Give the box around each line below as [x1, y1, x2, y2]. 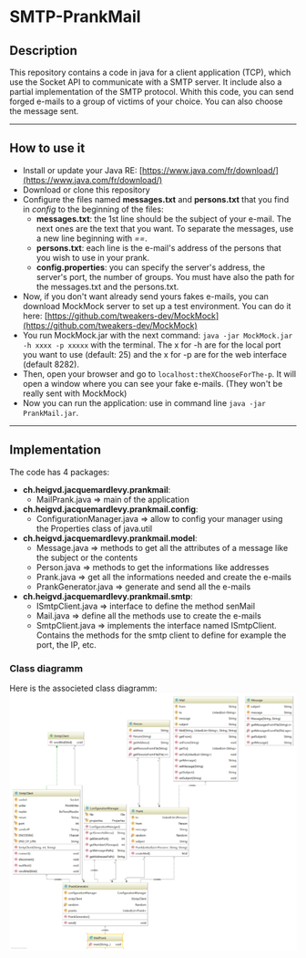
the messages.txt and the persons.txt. [36, 281, 179, 292]
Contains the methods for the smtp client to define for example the [36, 630, 287, 640]
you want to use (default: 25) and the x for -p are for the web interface [22, 349, 287, 359]
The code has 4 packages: [9, 466, 110, 477]
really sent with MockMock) [22, 388, 127, 399]
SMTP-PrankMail [9, 6, 141, 27]
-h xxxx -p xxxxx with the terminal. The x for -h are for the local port [22, 339, 281, 350]
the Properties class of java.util [36, 523, 153, 534]
